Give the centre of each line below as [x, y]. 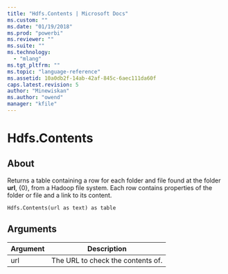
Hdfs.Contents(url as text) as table [62, 208]
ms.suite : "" [26, 46]
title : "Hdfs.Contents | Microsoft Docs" [68, 14]
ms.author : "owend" [35, 98]
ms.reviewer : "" [30, 40]
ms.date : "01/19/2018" [40, 26]
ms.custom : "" [28, 20]
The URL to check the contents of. [107, 260]
